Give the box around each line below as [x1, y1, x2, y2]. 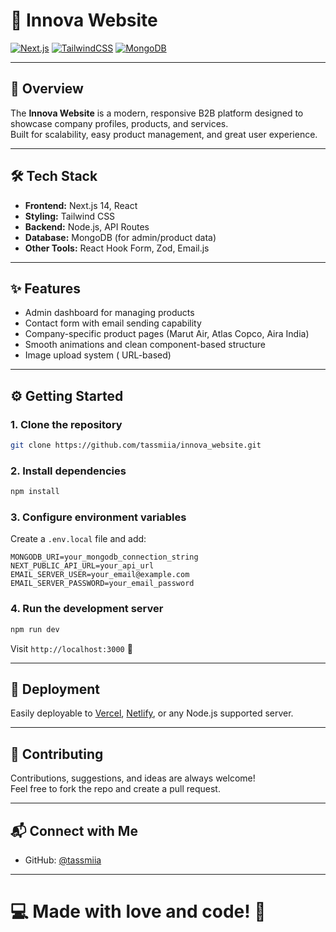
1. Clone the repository [10, 417, 123, 431]
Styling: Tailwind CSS [24, 210, 116, 222]
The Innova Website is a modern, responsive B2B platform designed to [10, 107, 304, 119]
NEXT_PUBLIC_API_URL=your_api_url [10, 561, 155, 571]
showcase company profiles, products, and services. [10, 117, 229, 129]
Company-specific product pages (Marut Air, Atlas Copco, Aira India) [24, 328, 310, 340]
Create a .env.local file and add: [10, 533, 147, 545]
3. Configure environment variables [10, 510, 187, 524]
